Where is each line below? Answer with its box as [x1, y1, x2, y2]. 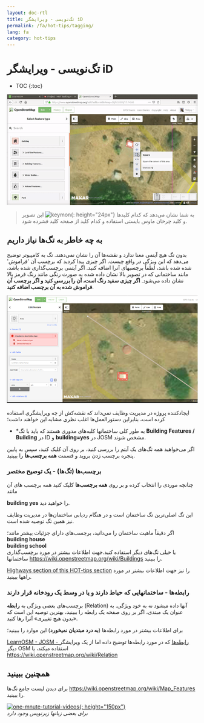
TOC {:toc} [15, 82, 43, 90]
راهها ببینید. [7, 573, 32, 580]
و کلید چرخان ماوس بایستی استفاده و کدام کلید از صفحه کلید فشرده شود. [21, 217, 187, 224]
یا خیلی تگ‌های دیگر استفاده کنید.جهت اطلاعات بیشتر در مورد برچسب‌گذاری [7, 548, 176, 556]
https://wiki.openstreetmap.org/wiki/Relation [7, 651, 118, 658]
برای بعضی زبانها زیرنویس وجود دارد [7, 709, 88, 716]
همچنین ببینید [7, 668, 50, 679]
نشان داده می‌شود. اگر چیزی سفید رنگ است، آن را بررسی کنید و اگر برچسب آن [7, 276, 184, 284]
